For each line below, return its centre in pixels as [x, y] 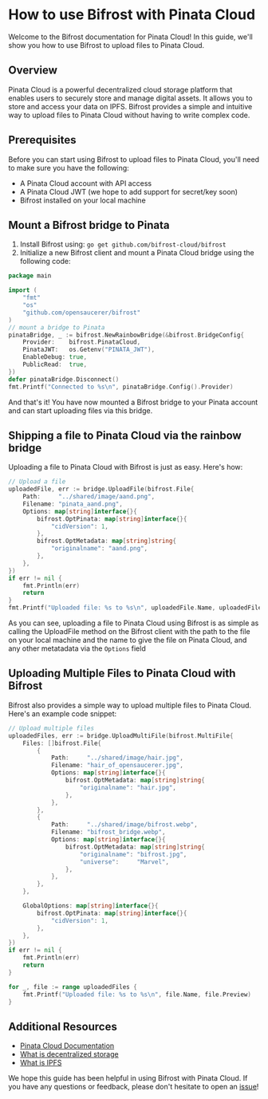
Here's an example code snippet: [63, 713]
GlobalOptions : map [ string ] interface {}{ [91, 906]
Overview [33, 71]
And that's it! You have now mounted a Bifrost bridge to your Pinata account [133, 402]
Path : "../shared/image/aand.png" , [89, 497]
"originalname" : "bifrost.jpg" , [133, 854]
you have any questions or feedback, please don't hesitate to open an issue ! [134, 1087]
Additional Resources [63, 1026]
